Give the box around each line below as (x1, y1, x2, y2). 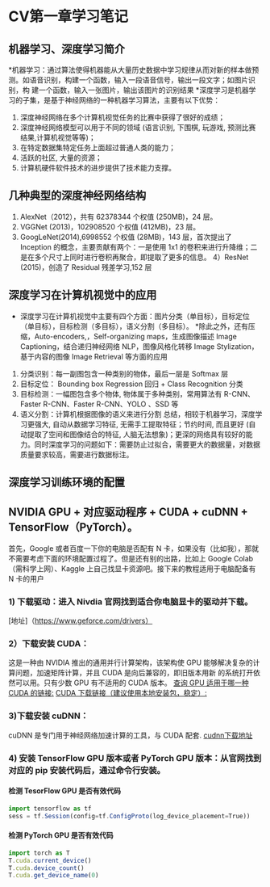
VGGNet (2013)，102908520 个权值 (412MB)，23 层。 (19, 221, 200, 231)
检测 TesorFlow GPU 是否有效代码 (8, 786, 122, 796)
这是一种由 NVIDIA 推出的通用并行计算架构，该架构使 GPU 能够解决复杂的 (8, 658, 254, 667)
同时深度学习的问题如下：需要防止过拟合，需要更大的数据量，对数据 (34, 439, 260, 449)
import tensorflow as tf (8, 805, 92, 813)
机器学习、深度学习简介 (8, 42, 125, 56)
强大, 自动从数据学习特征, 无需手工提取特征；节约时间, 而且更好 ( (34, 419, 249, 429)
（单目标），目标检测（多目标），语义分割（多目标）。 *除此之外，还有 (19, 321, 248, 331)
